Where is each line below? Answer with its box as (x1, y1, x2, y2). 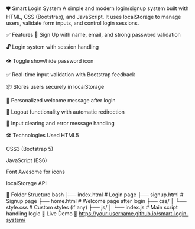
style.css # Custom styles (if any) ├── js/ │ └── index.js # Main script (6, 204, 178, 211)
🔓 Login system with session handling (6, 43, 99, 50)
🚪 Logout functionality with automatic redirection (6, 108, 125, 115)
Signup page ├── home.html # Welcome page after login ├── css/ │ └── (6, 198, 187, 204)
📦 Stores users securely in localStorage (6, 83, 105, 90)
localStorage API (6, 180, 47, 186)
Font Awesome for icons (6, 168, 65, 175)
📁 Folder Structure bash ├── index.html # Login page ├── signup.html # (6, 191, 184, 198)
